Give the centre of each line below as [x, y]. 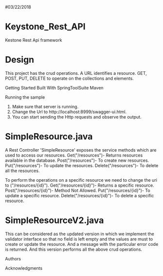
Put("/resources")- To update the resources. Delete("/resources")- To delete [82, 165]
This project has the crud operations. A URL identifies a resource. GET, [76, 73]
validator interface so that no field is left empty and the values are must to [79, 239]
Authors [13, 259]
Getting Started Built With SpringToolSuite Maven [54, 87]
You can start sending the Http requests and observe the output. [77, 117]
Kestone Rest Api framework [34, 40]
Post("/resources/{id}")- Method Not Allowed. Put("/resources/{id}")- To [78, 190]
